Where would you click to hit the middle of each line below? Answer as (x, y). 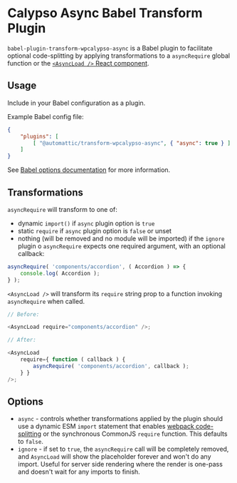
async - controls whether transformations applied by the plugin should (120, 419)
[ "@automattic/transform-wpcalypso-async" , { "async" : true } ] (132, 143)
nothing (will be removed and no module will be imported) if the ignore (121, 238)
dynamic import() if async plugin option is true (86, 223)
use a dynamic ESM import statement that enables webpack (106, 427)
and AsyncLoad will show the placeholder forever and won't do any (114, 457)
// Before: (23, 314)
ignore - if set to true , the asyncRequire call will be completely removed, (123, 449)
